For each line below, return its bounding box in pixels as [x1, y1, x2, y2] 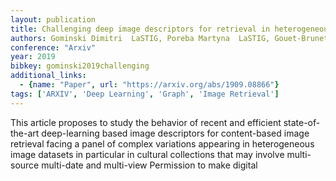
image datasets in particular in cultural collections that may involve [10, 148, 285, 160]
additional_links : [10, 71, 87, 81]
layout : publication [10, 14, 97, 25]
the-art [10, 127, 40, 139]
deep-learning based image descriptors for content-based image [41, 127, 310, 139]
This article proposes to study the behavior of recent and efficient [10, 116, 282, 128]
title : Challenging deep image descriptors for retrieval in [10, 24, 271, 34]
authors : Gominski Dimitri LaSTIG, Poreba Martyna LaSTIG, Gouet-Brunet [10, 33, 329, 43]
